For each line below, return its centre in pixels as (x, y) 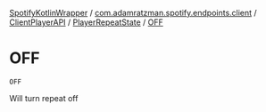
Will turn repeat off (44, 98)
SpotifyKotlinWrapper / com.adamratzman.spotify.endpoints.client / (133, 13)
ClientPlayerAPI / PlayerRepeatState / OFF (86, 22)
